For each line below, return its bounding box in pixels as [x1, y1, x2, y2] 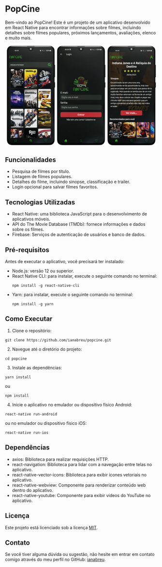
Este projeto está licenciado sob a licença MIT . [5, 524, 98, 530]
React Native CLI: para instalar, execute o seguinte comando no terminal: [12, 273, 157, 279]
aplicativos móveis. [12, 216, 51, 222]
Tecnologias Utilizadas [5, 198, 75, 206]
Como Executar [5, 315, 53, 323]
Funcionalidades [5, 156, 57, 164]
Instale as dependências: [12, 365, 62, 370]
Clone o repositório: [12, 328, 52, 334]
